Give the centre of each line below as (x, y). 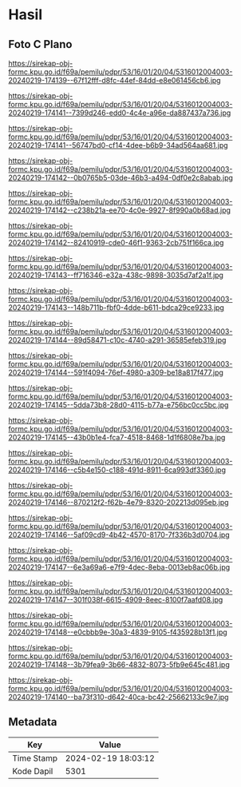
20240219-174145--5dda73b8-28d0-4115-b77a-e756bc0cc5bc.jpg (119, 405)
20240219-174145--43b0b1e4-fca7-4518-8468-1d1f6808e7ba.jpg (117, 437)
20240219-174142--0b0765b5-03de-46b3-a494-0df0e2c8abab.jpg (121, 178)
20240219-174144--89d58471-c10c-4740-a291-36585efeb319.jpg (117, 340)
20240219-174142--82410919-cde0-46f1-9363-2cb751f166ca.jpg (116, 242)
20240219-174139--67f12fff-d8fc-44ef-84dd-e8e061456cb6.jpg (115, 80)
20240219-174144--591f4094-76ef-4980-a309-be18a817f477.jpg (116, 372)
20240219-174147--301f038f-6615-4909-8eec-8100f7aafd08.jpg (116, 600)
